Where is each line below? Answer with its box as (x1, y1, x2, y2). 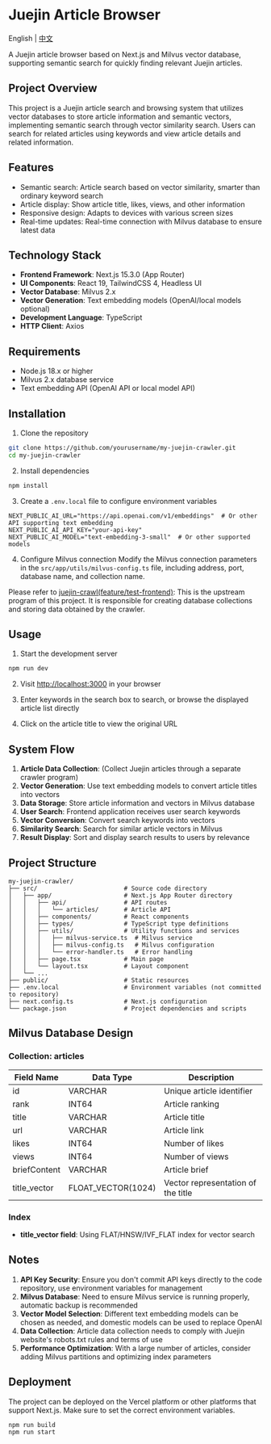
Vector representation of (164, 1177, 256, 1188)
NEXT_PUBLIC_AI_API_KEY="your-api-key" (8, 526, 143, 534)
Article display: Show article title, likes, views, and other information (19, 199, 245, 209)
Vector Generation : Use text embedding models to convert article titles (19, 781, 257, 791)
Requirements (8, 345, 81, 359)
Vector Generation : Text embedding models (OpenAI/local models (19, 296, 242, 305)
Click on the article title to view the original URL (19, 719, 178, 728)
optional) (19, 304, 50, 314)
